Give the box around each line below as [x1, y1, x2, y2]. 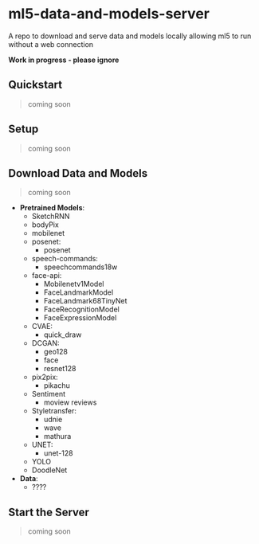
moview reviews [43, 397, 97, 407]
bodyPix [31, 220, 60, 229]
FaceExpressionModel [43, 313, 117, 323]
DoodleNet [31, 465, 68, 475]
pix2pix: [31, 372, 58, 382]
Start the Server [8, 505, 90, 519]
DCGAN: [31, 339, 60, 348]
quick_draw [43, 330, 82, 339]
